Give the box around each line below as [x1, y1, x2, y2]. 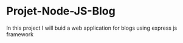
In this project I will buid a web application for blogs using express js [6, 24, 178, 31]
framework [6, 30, 34, 38]
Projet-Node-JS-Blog [6, 4, 116, 18]
